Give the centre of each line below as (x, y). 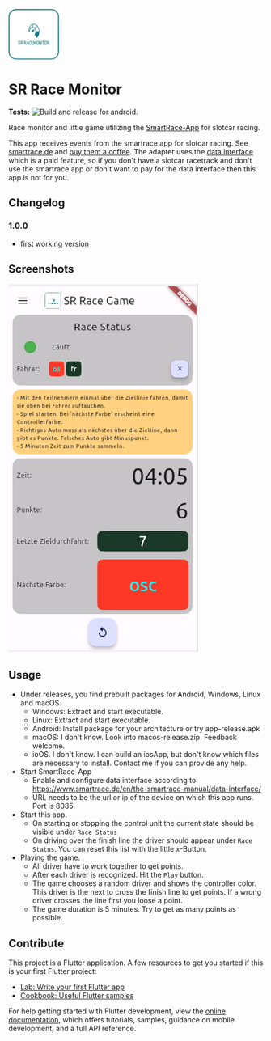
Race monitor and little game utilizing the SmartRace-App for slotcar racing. (134, 127)
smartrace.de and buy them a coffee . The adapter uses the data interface (131, 151)
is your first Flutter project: (53, 971)
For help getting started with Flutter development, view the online (117, 1011)
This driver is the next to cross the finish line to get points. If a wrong (146, 892)
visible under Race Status (74, 832)
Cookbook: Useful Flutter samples (77, 996)
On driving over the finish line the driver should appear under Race (142, 840)
